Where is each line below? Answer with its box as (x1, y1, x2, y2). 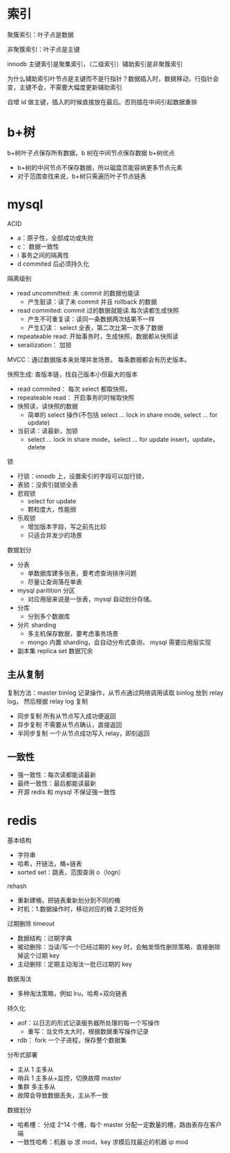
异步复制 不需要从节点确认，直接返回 (17, 720, 122, 728)
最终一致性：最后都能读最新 (17, 779, 97, 788)
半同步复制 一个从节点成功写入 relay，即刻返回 (17, 729, 150, 737)
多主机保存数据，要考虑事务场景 (27, 629, 119, 637)
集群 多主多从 (17, 1083, 56, 1091)
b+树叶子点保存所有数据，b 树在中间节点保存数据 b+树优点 (7, 148, 175, 157)
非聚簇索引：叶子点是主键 (7, 45, 80, 53)
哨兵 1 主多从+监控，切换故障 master (17, 1074, 122, 1083)
